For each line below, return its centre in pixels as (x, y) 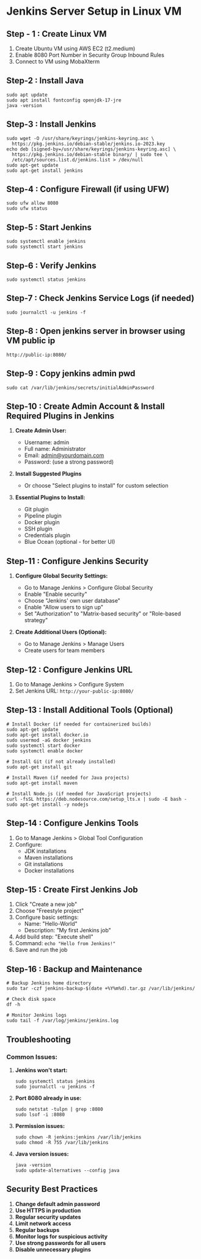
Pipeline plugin (43, 516)
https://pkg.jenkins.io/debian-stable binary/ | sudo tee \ (90, 154)
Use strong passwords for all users (60, 1242)
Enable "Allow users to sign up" (64, 607)
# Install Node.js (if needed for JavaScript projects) (79, 793)
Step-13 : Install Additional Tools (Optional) (90, 710)
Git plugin (36, 510)
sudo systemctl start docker (43, 745)
